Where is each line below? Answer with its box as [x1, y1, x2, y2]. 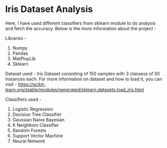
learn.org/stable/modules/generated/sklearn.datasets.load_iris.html [5, 86, 144, 92]
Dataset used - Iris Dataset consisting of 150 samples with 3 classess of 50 [5, 70, 160, 76]
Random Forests [12, 127, 46, 133]
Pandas [12, 50, 28, 56]
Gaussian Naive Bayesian [12, 116, 65, 122]
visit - [5, 81, 17, 87]
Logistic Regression [12, 106, 53, 112]
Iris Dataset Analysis [5, 4, 93, 15]
